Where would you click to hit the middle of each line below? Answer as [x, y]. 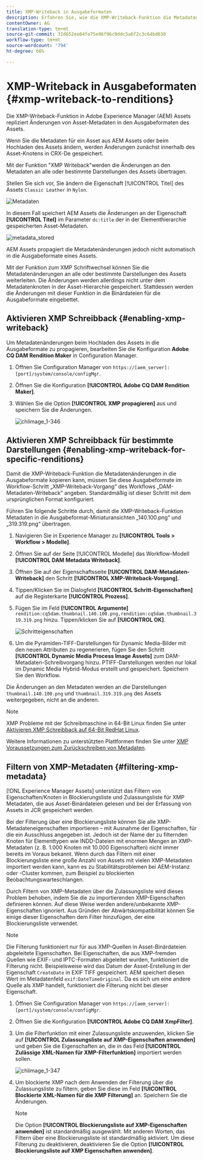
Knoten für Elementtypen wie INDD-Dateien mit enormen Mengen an [92, 841]
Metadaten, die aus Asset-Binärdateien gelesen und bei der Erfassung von [99, 804]
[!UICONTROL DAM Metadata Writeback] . [68, 560]
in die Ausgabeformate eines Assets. [52, 256]
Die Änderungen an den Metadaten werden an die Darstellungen [86, 687]
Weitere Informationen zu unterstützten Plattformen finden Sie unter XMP [98, 741]
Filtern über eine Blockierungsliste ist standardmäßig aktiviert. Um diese [105, 1138]
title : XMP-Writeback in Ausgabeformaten [59, 12]
